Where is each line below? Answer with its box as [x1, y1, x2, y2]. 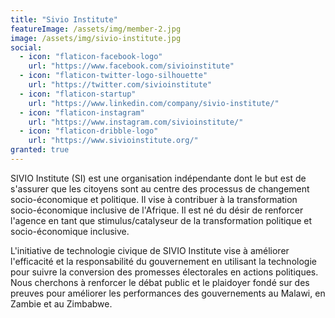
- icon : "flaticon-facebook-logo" [19, 52, 163, 62]
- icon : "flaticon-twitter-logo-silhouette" [19, 71, 208, 81]
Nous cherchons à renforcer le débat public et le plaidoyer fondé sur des [10, 276, 310, 288]
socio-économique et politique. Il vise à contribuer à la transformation [10, 193, 298, 205]
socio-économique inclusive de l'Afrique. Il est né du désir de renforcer [10, 204, 304, 216]
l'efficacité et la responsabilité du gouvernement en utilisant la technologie [10, 255, 317, 267]
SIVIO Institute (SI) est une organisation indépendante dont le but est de [10, 172, 307, 184]
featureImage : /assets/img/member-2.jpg [10, 24, 182, 34]
